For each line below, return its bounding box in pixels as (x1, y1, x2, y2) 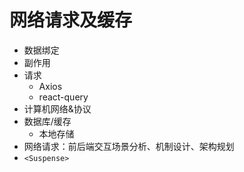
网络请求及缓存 (9, 9, 133, 32)
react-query (38, 91, 89, 103)
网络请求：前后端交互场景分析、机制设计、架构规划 (23, 140, 235, 152)
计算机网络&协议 (23, 102, 92, 115)
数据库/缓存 (23, 115, 72, 127)
